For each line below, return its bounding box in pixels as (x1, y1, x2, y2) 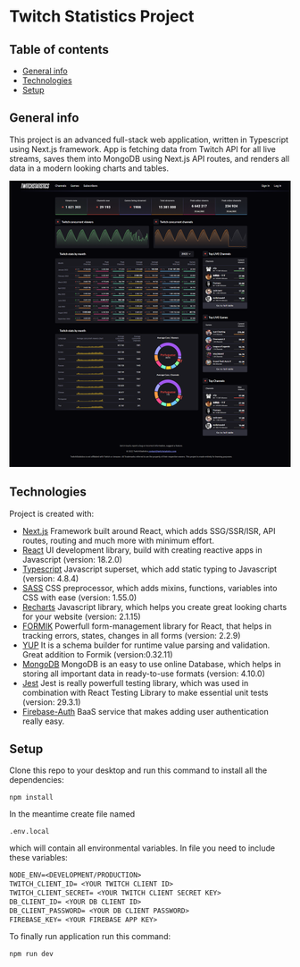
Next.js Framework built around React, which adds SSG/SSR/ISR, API (21, 525, 276, 536)
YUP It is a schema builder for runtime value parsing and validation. (21, 640, 271, 650)
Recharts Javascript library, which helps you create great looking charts (21, 601, 287, 612)
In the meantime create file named (9, 809, 136, 819)
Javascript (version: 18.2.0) (21, 554, 123, 564)
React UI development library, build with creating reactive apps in (21, 544, 262, 556)
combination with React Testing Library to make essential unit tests (21, 687, 270, 698)
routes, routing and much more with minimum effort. (21, 535, 214, 546)
